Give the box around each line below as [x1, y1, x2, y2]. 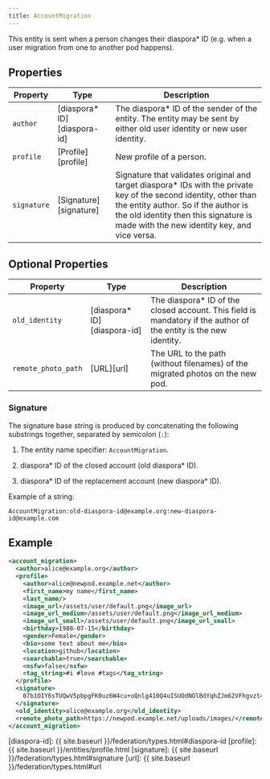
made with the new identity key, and [115, 220, 252, 231]
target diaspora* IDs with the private [115, 179, 253, 191]
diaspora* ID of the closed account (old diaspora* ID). [19, 460, 199, 470]
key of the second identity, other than [115, 190, 257, 201]
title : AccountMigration [8, 11, 92, 20]
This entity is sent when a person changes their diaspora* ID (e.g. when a [8, 34, 252, 43]
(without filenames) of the [150, 358, 249, 369]
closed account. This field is [150, 305, 256, 316]
